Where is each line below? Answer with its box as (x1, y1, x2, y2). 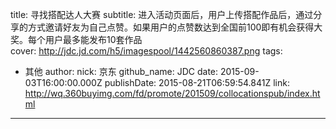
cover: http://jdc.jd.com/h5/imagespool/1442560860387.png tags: (10, 45, 283, 57)
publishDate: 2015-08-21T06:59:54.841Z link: (104, 77, 290, 88)
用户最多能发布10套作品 (44, 34, 143, 45)
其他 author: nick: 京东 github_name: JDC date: (24, 66, 219, 77)
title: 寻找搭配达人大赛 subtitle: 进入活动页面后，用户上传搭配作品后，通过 (10, 9, 314, 20)
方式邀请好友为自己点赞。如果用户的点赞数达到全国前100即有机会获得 (27, 21, 315, 33)
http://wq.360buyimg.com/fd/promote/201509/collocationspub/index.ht (24, 88, 321, 99)
